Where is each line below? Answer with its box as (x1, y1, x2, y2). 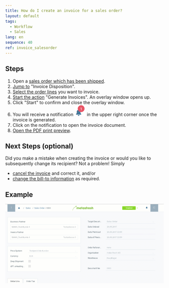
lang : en (5, 35, 24, 40)
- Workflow (10, 24, 33, 29)
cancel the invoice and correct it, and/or (12, 170, 96, 176)
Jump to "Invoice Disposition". (12, 83, 75, 89)
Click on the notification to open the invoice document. (12, 122, 127, 128)
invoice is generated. (12, 116, 56, 123)
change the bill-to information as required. (12, 176, 101, 182)
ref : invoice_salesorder (5, 45, 57, 50)
